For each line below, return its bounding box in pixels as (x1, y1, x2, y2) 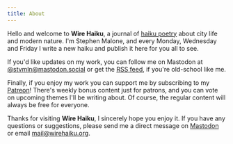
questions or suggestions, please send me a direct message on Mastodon (7, 121, 219, 129)
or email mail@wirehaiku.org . (7, 129, 90, 137)
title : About (7, 10, 45, 17)
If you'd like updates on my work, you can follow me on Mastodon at (7, 57, 203, 66)
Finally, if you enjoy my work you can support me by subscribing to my (7, 78, 210, 87)
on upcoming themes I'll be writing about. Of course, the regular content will (7, 93, 226, 102)
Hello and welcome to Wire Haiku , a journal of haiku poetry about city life (7, 29, 218, 38)
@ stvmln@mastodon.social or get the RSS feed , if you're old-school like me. (7, 65, 226, 73)
